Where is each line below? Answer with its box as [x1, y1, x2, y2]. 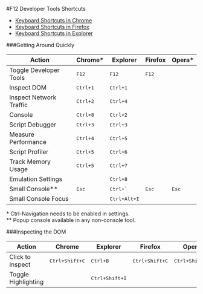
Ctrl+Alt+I [109, 195, 140, 202]
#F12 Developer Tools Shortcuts [6, 5, 86, 12]
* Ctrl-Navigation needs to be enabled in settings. [6, 210, 130, 217]
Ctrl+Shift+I [91, 275, 127, 281]
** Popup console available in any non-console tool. [6, 217, 136, 223]
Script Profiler [9, 148, 49, 156]
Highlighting [9, 278, 44, 286]
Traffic [9, 101, 28, 109]
